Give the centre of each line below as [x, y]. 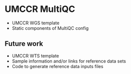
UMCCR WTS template [35, 56]
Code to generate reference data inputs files [57, 66]
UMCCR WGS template [35, 23]
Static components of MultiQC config [50, 28]
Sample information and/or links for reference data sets [69, 61]
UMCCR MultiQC [40, 9]
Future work [24, 44]
